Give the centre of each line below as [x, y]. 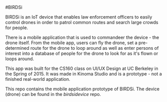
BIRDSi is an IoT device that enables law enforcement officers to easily [79, 17]
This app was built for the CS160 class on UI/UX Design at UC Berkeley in [82, 68]
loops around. [20, 59]
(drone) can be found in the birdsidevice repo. [53, 94]
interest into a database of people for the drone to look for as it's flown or [82, 53]
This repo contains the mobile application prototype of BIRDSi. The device [82, 89]
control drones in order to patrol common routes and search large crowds [82, 22]
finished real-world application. [38, 79]
